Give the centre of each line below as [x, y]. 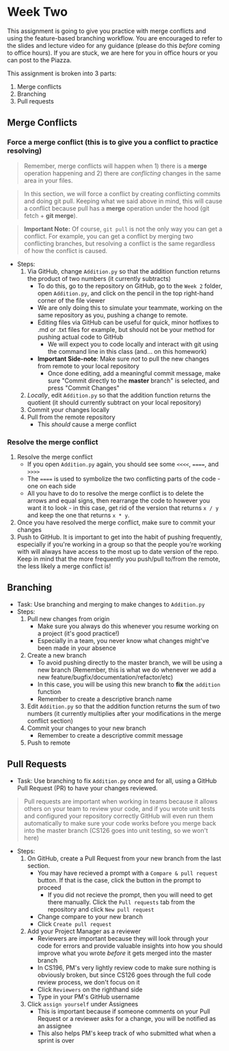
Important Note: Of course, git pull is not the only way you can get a [123, 229]
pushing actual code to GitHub [80, 337]
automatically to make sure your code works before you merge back [120, 823]
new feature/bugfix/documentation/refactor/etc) [105, 677]
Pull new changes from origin [68, 618]
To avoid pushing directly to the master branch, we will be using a [130, 662]
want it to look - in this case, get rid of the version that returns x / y [123, 507]
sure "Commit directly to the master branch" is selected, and [134, 380]
